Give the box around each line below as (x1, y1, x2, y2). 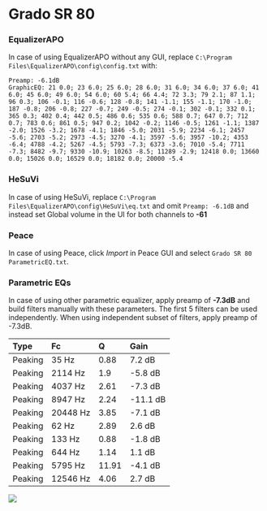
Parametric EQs (8, 277, 71, 288)
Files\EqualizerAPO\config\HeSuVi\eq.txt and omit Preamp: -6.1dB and (8, 201, 249, 210)
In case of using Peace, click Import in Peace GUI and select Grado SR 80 (8, 249, 252, 258)
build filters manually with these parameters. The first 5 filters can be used (8, 304, 258, 314)
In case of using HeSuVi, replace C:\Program (8, 192, 157, 201)
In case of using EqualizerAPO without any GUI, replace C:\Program (8, 52, 233, 62)
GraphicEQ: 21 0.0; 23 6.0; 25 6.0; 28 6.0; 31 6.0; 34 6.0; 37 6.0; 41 (8, 84, 260, 92)
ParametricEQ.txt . (8, 257, 69, 266)
